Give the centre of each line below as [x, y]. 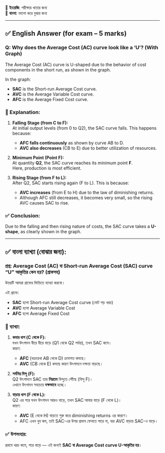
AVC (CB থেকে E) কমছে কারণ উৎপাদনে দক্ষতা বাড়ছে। [61, 364]
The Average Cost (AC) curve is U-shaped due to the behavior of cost [76, 65]
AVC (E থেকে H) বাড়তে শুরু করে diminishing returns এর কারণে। [74, 416]
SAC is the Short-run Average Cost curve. [55, 89]
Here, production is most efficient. [47, 168]
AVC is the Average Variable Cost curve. [53, 94]
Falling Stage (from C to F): [40, 123]
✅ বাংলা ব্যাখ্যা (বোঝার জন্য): [36, 252]
